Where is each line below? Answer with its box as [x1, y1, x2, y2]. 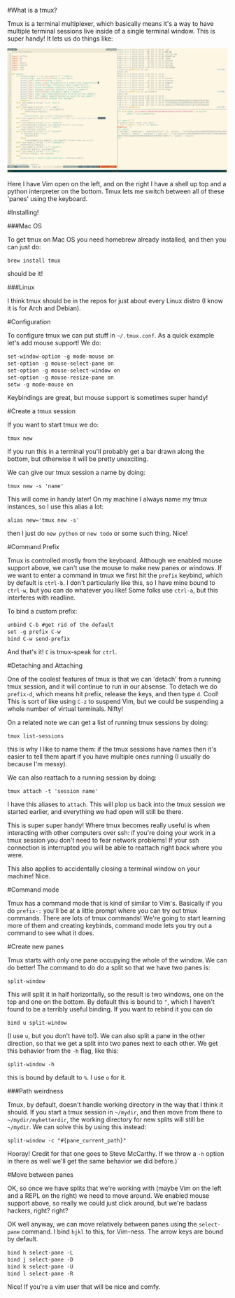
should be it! [7, 269, 43, 277]
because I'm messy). [7, 759, 68, 768]
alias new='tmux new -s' [7, 516, 80, 524]
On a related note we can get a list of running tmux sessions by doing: [7, 718, 209, 726]
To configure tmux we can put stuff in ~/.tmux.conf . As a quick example [7, 331, 215, 339]
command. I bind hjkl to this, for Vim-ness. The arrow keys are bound [21, 1227, 224, 1236]
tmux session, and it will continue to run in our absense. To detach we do [7, 682, 218, 691]
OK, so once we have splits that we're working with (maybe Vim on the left [7, 1184, 222, 1192]
